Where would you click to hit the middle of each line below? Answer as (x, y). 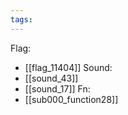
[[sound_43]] (51, 78)
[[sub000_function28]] (71, 99)
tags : (21, 19)
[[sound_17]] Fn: (57, 88)
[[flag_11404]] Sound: (68, 67)
